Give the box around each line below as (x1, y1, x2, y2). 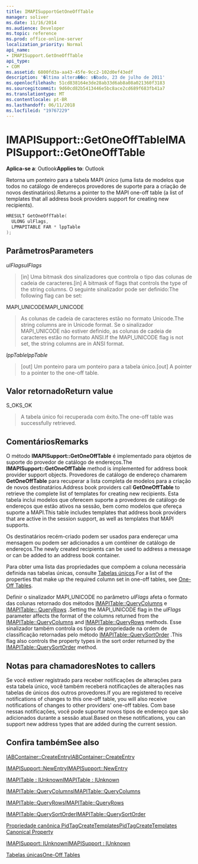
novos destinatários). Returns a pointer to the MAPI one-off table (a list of (6, 189, 184, 196)
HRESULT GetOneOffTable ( (6, 213, 67, 219)
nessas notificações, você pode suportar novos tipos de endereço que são (6, 708, 189, 715)
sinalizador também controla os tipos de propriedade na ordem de (6, 625, 167, 632)
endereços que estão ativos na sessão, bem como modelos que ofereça (6, 503, 182, 510)
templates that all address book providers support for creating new (6, 196, 169, 203)
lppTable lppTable (6, 351, 48, 358)
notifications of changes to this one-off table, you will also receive (6, 696, 167, 703)
